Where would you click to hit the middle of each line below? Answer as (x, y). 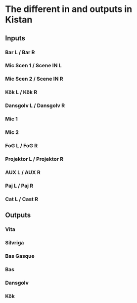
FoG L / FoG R (22, 145)
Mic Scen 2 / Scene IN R (34, 79)
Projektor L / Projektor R (34, 159)
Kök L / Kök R (21, 92)
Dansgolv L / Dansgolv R (35, 105)
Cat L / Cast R (22, 199)
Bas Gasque (20, 256)
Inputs (15, 38)
